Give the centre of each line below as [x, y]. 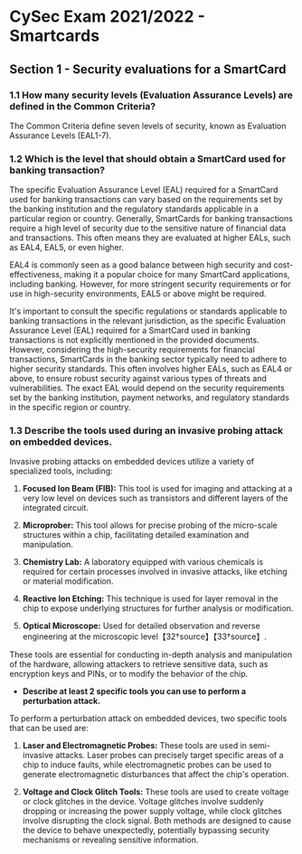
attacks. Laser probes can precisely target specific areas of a [170, 755]
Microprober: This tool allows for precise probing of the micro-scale [150, 525]
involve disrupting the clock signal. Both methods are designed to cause [157, 821]
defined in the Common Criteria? [83, 106]
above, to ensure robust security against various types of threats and [138, 379]
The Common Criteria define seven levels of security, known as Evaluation [148, 126]
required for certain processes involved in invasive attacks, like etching [155, 572]
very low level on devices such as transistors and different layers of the [155, 498]
